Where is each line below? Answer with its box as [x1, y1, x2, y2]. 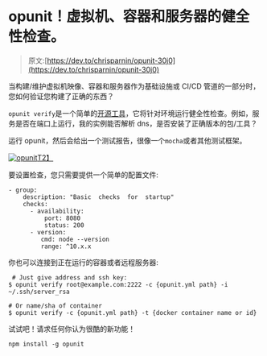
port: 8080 [43, 214, 81, 222]
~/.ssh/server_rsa [8, 288, 70, 296]
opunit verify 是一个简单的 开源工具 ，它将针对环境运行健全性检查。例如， [8, 108, 253, 118]
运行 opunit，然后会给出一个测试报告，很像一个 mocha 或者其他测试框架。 [8, 135, 247, 145]
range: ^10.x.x [40, 242, 92, 250]
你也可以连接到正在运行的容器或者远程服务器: [8, 257, 159, 267]
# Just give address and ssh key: [11, 273, 128, 282]
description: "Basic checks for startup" [23, 192, 175, 201]
